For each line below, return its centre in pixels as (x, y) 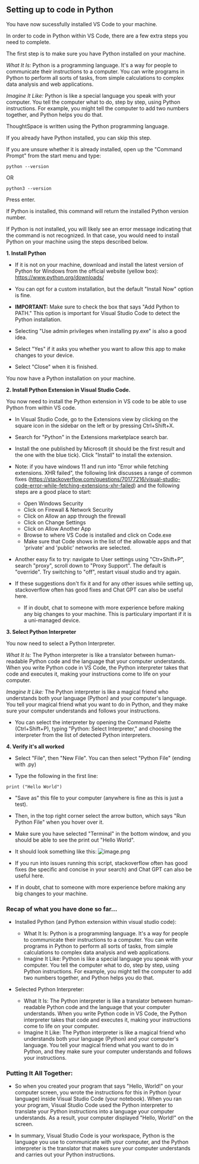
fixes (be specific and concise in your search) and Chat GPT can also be (103, 869)
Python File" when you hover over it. (59, 822)
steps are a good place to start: (53, 491)
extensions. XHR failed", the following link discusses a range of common (103, 472)
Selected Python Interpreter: (49, 989)
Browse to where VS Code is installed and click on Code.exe (97, 535)
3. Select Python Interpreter (41, 631)
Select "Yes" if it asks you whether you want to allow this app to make (100, 348)
